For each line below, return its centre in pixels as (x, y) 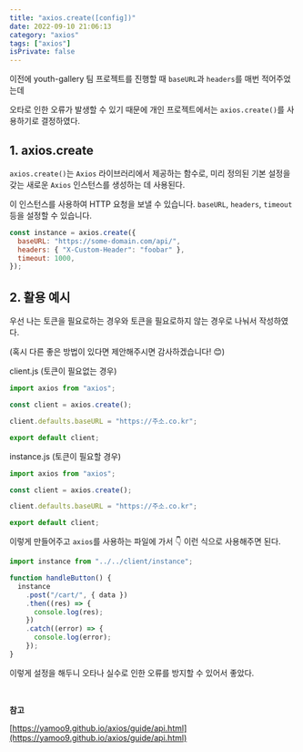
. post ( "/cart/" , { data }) (77, 595)
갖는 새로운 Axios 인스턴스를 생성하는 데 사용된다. (97, 184)
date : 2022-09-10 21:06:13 (61, 26)
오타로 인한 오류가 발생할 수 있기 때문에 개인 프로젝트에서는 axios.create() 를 (147, 109)
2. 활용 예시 (40, 297)
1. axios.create (51, 150)
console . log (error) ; (72, 638)
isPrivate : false (42, 52)
